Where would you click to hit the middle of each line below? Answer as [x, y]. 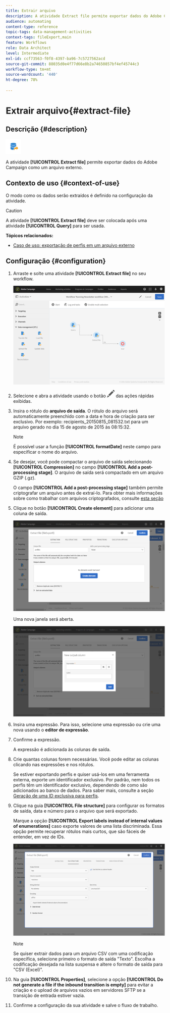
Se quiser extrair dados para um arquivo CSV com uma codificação [83, 953]
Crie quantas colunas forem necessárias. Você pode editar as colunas [86, 759]
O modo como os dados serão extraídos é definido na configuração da [79, 195]
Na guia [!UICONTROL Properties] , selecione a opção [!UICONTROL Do [88, 980]
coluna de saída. [30, 514]
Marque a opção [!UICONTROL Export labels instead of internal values [88, 821]
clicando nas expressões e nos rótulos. [54, 764]
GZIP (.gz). [24, 478]
